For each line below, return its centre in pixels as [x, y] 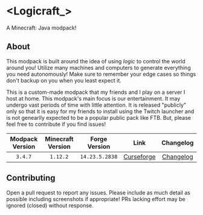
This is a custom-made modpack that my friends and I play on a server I [96, 92]
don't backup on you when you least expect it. [64, 80]
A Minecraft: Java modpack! [41, 28]
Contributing [31, 178]
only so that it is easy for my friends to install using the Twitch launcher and [100, 111]
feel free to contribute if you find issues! [56, 124]
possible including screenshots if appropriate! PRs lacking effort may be [96, 199]
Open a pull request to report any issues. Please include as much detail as [98, 192]
